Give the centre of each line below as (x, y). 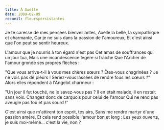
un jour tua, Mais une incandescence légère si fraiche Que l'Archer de (75, 58)
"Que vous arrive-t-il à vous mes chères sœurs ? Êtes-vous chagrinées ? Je (82, 72)
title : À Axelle (22, 10)
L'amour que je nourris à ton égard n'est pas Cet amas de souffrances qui (79, 52)
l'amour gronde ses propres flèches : (42, 63)
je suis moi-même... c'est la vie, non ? (43, 122)
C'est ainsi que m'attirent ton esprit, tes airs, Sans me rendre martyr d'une (80, 112)
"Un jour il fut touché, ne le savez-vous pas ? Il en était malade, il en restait (81, 92)
